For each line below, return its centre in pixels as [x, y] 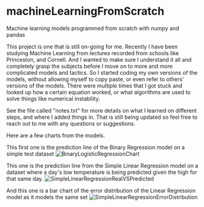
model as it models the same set [47, 197]
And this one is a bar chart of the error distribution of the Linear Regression [101, 190]
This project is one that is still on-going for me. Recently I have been [92, 47]
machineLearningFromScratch [86, 11]
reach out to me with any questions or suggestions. [71, 123]
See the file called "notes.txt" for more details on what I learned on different [102, 110]
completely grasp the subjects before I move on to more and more [89, 66]
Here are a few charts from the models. [56, 135]
